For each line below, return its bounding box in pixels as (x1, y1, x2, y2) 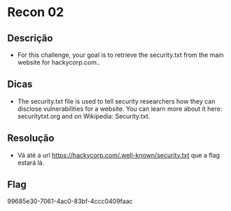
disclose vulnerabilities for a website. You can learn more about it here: (17, 104, 223, 113)
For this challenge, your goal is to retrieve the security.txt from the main (17, 50, 224, 59)
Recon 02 (7, 4, 64, 20)
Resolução (7, 132, 55, 144)
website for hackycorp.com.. (17, 58, 101, 67)
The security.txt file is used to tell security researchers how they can (17, 97, 216, 105)
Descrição (7, 32, 53, 44)
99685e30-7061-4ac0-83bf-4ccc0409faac (7, 197, 133, 205)
